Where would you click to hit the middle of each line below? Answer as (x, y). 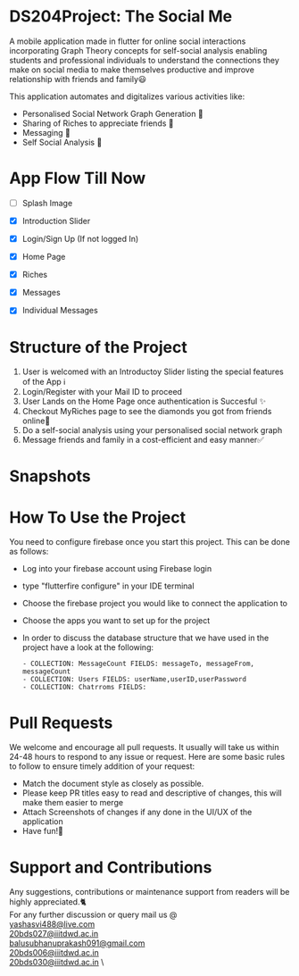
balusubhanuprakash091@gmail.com (77, 943)
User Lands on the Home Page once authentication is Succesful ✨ (144, 401)
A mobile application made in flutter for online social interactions (128, 41)
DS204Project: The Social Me (121, 17)
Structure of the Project (98, 347)
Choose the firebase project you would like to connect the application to (155, 604)
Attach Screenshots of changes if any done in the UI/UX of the (137, 812)
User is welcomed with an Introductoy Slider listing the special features (153, 371)
